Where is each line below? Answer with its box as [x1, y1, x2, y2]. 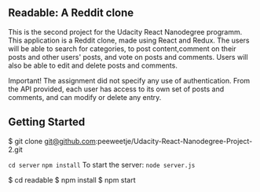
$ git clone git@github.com [8, 136, 97, 146]
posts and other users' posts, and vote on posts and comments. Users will [8, 52, 249, 61]
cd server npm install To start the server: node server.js [8, 160, 196, 169]
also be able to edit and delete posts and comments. [8, 61, 178, 70]
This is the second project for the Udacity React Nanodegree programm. [8, 27, 243, 36]
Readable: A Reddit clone [8, 6, 134, 20]
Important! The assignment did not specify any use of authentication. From [8, 76, 251, 85]
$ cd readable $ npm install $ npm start [8, 175, 136, 184]
